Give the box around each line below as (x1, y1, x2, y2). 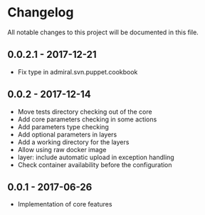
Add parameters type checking (17, 122, 109, 131)
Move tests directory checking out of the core (17, 107, 152, 116)
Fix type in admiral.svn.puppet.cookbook (17, 67, 138, 76)
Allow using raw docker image (17, 145, 107, 154)
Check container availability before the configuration (17, 160, 172, 169)
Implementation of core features (17, 200, 112, 209)
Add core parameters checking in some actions (17, 115, 157, 124)
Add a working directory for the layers (17, 137, 130, 146)
